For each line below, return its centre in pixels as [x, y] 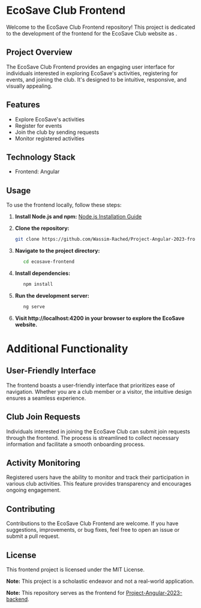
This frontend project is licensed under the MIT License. [76, 569]
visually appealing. [29, 86]
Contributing [31, 509]
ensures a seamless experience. [46, 398]
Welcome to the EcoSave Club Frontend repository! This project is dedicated [101, 27]
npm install [38, 284]
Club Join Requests [43, 417]
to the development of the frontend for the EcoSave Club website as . [92, 33]
